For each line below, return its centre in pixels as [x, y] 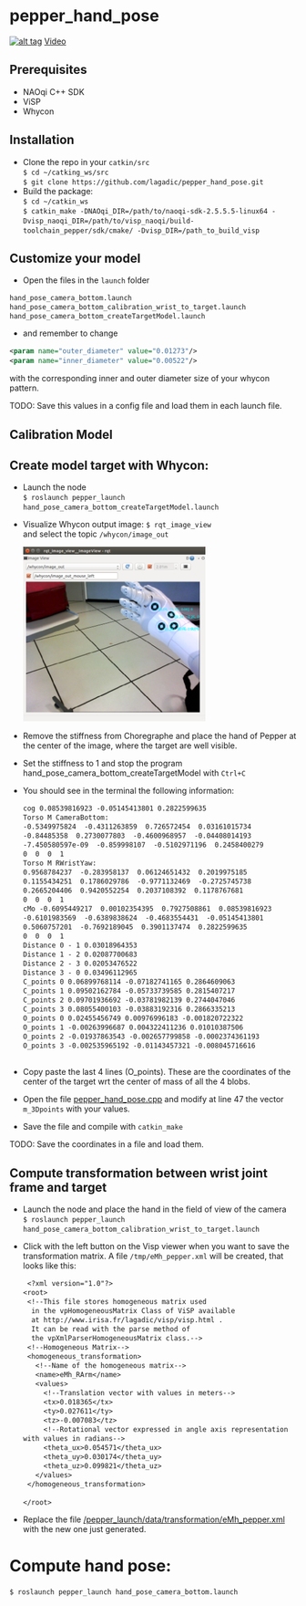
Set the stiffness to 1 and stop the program [102, 764]
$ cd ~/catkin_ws [56, 202]
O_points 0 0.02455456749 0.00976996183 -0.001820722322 [133, 1018]
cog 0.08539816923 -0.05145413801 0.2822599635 [114, 808]
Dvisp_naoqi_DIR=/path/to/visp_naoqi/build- [108, 221]
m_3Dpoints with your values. [76, 1109]
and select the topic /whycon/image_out [96, 534]
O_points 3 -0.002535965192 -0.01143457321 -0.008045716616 [139, 1046]
